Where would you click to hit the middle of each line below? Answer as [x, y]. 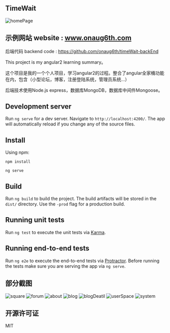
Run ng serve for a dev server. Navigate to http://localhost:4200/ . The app [85, 119]
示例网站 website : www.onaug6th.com [68, 38]
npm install [18, 162]
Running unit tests [35, 220]
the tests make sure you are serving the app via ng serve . [65, 266]
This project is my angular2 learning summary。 [55, 62]
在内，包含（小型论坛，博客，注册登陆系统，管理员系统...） [67, 79]
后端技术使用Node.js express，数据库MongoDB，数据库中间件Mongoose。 [84, 90]
